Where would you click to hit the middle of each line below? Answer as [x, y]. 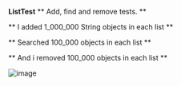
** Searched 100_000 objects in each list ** [80, 42]
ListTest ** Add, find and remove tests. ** [77, 12]
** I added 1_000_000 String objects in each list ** [91, 27]
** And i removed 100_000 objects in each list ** [88, 58]
